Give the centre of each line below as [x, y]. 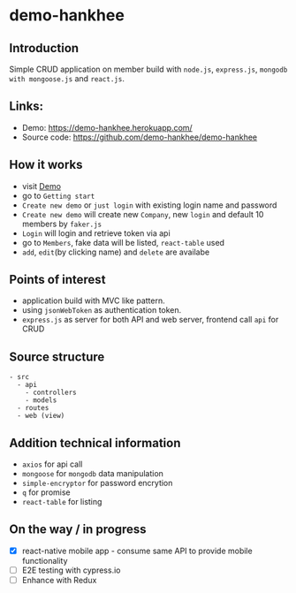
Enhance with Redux [59, 580]
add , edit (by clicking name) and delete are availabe [116, 252]
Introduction [44, 48]
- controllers [51, 393]
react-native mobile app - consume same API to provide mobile [137, 551]
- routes [33, 408]
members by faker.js [62, 224]
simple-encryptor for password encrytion [97, 483]
